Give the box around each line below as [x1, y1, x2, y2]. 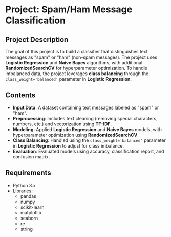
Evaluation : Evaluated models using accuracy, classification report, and [12, 148, 164, 154]
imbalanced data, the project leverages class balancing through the [5, 70, 149, 77]
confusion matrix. [12, 153, 50, 160]
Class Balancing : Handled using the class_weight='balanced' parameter [12, 137, 166, 143]
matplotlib [20, 209, 42, 215]
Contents [5, 91, 36, 100]
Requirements [5, 169, 51, 177]
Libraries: [12, 188, 33, 194]
